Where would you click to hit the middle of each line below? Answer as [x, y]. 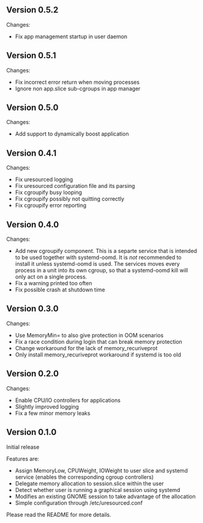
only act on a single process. [51, 277]
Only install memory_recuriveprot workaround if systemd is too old [98, 355]
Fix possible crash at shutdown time [60, 290]
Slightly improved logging [47, 406]
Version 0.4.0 [33, 224]
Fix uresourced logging [44, 179]
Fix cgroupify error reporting [51, 206]
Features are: [23, 459]
